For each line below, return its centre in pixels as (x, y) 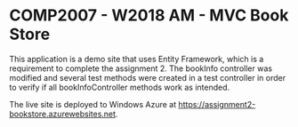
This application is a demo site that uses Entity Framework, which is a (137, 59)
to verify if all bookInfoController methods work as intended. (120, 87)
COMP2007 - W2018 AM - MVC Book (149, 16)
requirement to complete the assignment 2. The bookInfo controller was (141, 68)
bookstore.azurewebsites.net (63, 114)
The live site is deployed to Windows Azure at (93, 104)
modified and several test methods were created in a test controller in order (148, 77)
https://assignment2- (217, 104)
